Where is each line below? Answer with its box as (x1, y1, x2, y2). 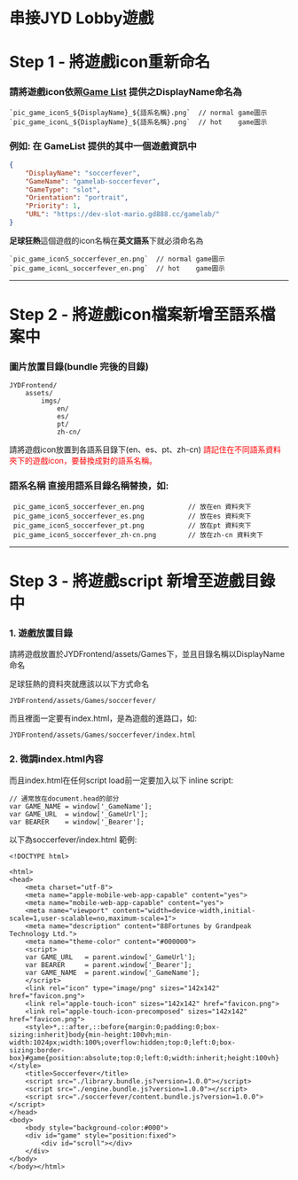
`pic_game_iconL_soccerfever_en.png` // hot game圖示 (9, 263, 225, 273)
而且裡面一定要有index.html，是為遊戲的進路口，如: (9, 713, 198, 723)
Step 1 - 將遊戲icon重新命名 (9, 52, 211, 72)
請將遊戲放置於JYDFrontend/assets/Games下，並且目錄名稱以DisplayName (9, 649, 286, 660)
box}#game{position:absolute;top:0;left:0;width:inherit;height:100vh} (9, 1053, 279, 1062)
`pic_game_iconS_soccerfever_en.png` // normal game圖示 (9, 254, 225, 263)
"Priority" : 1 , (25, 201, 82, 211)
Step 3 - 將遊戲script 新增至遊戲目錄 (9, 571, 276, 590)
